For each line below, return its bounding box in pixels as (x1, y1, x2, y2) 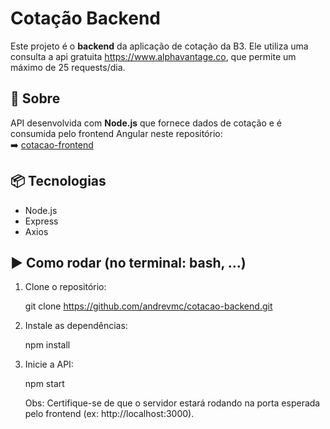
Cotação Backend (10, 7, 161, 30)
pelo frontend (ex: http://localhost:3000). (24, 408, 195, 420)
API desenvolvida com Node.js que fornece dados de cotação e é (10, 117, 283, 129)
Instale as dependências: (24, 320, 128, 332)
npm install (24, 339, 71, 351)
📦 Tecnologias (10, 173, 107, 190)
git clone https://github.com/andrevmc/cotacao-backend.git (24, 300, 273, 312)
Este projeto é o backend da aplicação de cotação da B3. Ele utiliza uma (10, 40, 309, 52)
